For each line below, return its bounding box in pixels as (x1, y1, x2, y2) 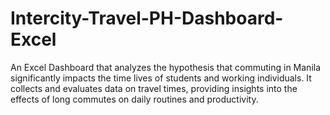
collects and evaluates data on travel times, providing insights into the (10, 82, 298, 94)
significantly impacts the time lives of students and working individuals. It (10, 72, 312, 84)
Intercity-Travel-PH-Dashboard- (10, 7, 284, 30)
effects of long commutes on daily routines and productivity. (10, 93, 259, 105)
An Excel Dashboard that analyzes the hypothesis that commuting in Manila (10, 61, 322, 73)
